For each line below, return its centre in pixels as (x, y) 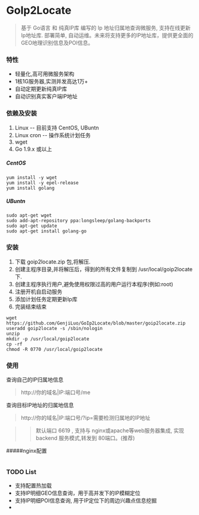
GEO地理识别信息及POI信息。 (57, 43)
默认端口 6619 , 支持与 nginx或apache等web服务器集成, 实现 (110, 431)
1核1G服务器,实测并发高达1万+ (51, 81)
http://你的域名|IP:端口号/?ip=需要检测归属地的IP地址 (85, 418)
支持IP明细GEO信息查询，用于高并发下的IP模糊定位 (77, 493)
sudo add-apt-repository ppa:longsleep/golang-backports (79, 221)
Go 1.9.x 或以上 (33, 149)
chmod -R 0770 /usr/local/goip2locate (54, 349)
